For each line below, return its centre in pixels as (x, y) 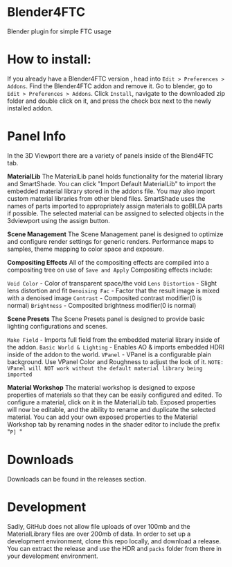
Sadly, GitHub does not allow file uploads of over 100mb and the (99, 526)
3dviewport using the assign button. (59, 220)
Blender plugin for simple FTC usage (60, 31)
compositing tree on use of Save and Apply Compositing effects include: (110, 270)
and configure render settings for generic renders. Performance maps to (111, 241)
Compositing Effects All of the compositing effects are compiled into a (108, 262)
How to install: (49, 59)
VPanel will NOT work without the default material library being (105, 368)
